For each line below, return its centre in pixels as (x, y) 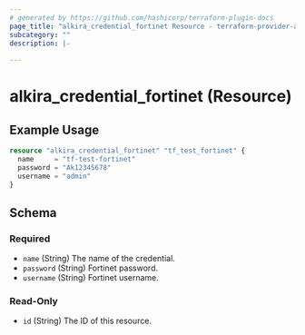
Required (30, 239)
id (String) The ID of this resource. (87, 321)
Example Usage (54, 129)
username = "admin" (54, 176)
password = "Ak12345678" (64, 167)
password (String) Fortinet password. (90, 268)
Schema (33, 213)
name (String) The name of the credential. (98, 259)
